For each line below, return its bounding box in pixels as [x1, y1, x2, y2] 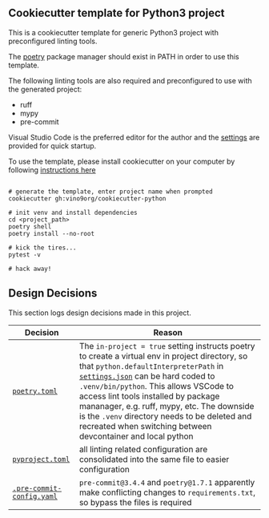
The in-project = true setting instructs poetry [78, 340, 255, 351]
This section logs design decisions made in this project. [8, 308, 192, 318]
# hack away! [8, 265, 52, 273]
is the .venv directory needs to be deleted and [78, 411, 252, 422]
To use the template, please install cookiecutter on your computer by [8, 156, 235, 166]
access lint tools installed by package [78, 391, 220, 402]
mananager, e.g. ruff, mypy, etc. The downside [78, 400, 255, 411]
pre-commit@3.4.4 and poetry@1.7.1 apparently [78, 476, 255, 488]
